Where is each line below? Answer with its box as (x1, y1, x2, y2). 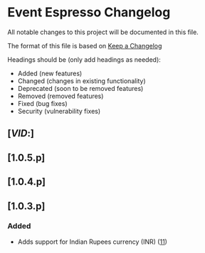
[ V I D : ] (7, 127, 34, 139)
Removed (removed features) (17, 92, 104, 100)
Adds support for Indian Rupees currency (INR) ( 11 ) (17, 237, 167, 246)
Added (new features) (17, 69, 83, 77)
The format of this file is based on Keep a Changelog (7, 41, 162, 50)
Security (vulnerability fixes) (17, 107, 101, 115)
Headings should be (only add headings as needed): (7, 55, 162, 64)
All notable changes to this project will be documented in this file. (7, 28, 199, 36)
